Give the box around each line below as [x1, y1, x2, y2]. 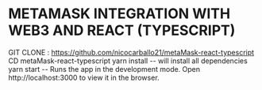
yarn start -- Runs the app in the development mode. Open [8, 64, 201, 73]
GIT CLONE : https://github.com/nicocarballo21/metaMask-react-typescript [8, 47, 255, 57]
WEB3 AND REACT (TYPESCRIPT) [8, 21, 236, 39]
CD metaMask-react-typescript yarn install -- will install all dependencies [8, 56, 248, 66]
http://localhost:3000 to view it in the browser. [8, 73, 160, 82]
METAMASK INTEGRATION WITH [8, 5, 231, 23]
